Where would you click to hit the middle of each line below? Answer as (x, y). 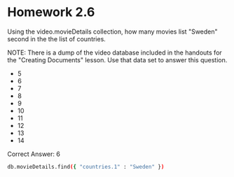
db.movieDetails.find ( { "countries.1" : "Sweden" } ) (86, 167)
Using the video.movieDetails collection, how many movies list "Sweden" (113, 31)
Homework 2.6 (51, 12)
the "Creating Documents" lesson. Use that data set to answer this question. (117, 59)
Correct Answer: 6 (34, 154)
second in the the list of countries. (57, 38)
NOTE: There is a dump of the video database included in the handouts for (115, 52)
